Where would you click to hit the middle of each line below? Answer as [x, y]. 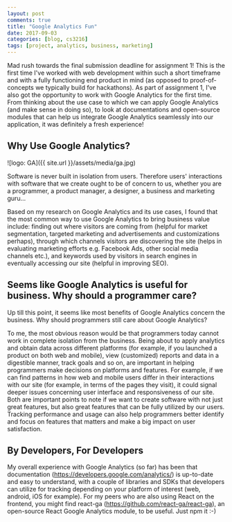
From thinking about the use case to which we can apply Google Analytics [113, 102]
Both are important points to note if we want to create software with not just [115, 399]
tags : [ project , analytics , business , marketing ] [80, 46]
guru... [17, 198]
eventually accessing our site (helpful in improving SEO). [88, 263]
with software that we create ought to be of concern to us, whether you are [114, 183]
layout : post [26, 13]
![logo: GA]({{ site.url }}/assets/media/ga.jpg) [72, 163]
